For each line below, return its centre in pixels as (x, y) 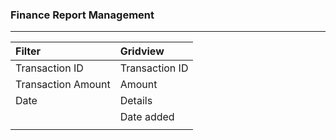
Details (136, 101)
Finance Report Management (82, 15)
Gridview (142, 51)
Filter (28, 51)
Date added (147, 117)
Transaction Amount (63, 85)
